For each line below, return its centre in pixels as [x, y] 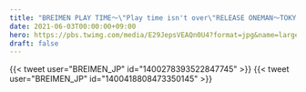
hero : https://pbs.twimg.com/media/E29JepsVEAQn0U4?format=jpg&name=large [154, 35]
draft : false [34, 43]
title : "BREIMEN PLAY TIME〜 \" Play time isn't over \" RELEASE [127, 18]
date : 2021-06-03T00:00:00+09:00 [73, 26]
